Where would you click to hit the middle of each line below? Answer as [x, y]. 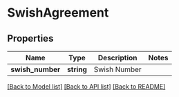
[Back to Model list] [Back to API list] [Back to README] [86, 87]
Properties [30, 38]
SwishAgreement [58, 13]
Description [117, 58]
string [77, 69]
